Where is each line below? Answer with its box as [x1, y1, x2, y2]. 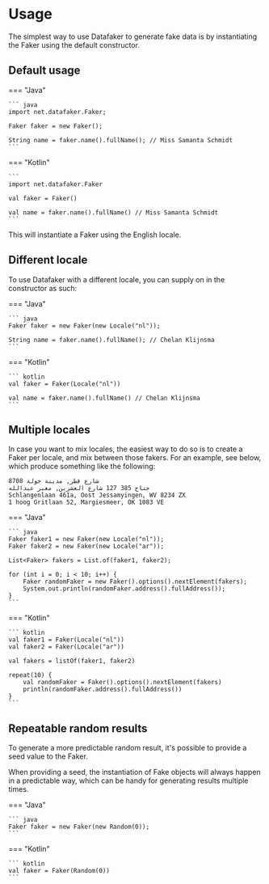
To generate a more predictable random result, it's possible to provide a [8, 743, 247, 753]
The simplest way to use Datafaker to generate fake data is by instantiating [8, 32, 258, 41]
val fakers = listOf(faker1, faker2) [8, 657, 136, 666]
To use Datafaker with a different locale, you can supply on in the [8, 274, 225, 284]
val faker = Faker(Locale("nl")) [8, 379, 121, 388]
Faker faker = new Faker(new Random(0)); [8, 823, 150, 831]
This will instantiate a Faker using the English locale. [8, 230, 182, 239]
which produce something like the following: [8, 462, 156, 472]
